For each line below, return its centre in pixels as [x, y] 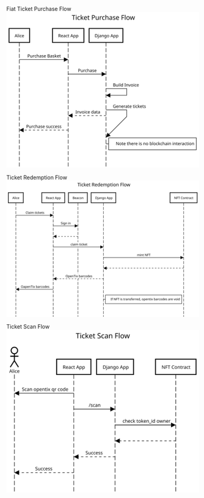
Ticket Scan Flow [28, 327]
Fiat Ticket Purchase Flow [39, 9]
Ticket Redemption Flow [37, 177]
